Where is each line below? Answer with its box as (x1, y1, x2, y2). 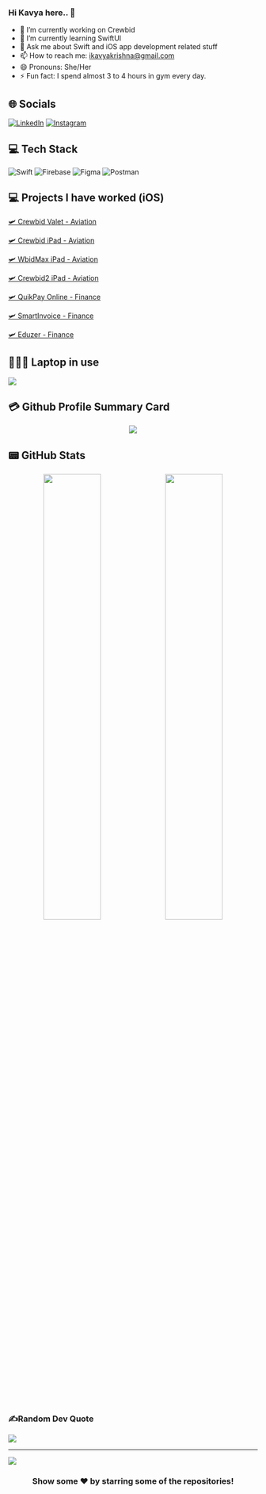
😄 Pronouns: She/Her (19, 63, 92, 72)
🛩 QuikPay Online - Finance (8, 292, 101, 301)
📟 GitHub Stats (8, 448, 85, 462)
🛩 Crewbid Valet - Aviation (8, 216, 97, 226)
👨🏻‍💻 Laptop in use (8, 356, 100, 370)
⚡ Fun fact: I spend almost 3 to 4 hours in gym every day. (19, 71, 207, 81)
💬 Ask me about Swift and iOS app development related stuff (19, 42, 218, 52)
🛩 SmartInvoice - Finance (8, 311, 94, 320)
